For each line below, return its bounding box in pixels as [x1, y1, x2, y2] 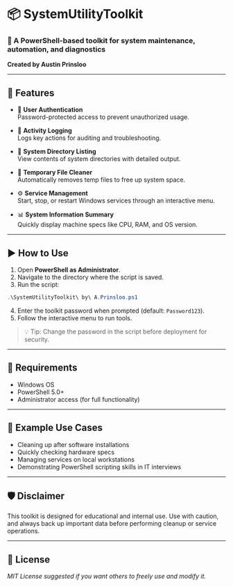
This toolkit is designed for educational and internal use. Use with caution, [7, 512, 219, 520]
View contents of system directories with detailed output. [17, 155, 181, 163]
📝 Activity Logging [17, 127, 73, 135]
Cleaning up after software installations [17, 440, 130, 448]
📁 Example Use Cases [7, 422, 103, 434]
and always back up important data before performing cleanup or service [7, 519, 217, 528]
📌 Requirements [7, 362, 78, 374]
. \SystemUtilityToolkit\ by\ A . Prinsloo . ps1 [7, 294, 138, 301]
